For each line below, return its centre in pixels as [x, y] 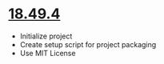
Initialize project [46, 36]
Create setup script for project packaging [88, 44]
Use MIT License [48, 53]
